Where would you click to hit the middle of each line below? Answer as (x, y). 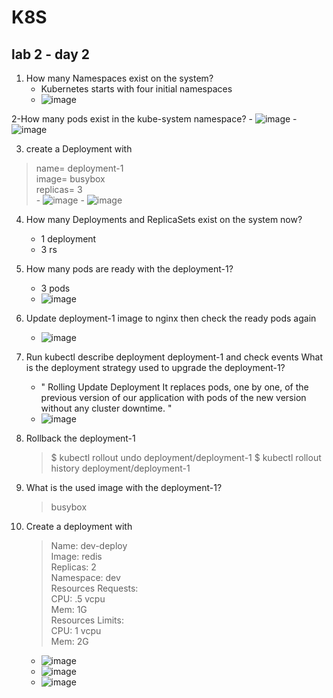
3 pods (55, 288)
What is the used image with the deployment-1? (124, 487)
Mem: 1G (69, 609)
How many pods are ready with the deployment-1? (129, 269)
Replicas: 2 (73, 567)
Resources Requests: (94, 588)
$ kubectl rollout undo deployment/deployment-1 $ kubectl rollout (186, 457)
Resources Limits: (87, 620)
